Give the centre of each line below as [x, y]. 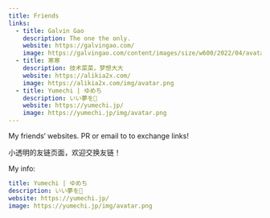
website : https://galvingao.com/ [79, 46]
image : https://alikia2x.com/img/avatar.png [98, 83]
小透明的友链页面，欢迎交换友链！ [65, 152]
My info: [22, 169]
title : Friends [34, 16]
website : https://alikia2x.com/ [77, 76]
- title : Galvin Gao [50, 31]
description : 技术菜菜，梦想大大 [73, 68]
